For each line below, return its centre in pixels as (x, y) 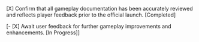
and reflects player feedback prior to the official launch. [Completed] (91, 15)
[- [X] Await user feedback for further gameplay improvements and (89, 26)
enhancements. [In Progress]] (43, 33)
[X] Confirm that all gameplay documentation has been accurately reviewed (99, 9)
